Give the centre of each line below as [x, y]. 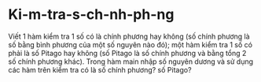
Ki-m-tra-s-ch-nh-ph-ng [91, 15]
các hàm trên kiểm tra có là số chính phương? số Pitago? [100, 69]
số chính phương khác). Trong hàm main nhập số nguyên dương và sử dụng [131, 61]
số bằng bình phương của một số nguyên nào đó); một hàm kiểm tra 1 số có [130, 44]
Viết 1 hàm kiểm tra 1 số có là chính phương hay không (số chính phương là [129, 36]
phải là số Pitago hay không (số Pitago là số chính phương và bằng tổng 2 [127, 53]
